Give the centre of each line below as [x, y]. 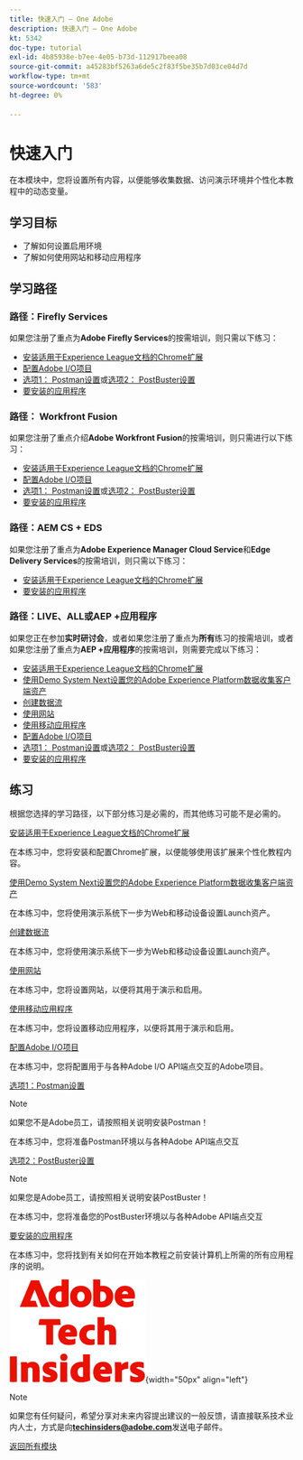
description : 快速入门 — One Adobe [73, 28]
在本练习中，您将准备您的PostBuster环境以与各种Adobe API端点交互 [136, 1216]
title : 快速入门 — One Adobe [61, 19]
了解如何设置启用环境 [62, 246]
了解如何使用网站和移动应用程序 [82, 257]
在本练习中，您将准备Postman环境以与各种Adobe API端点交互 [124, 1141]
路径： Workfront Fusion [64, 416]
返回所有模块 [33, 1446]
